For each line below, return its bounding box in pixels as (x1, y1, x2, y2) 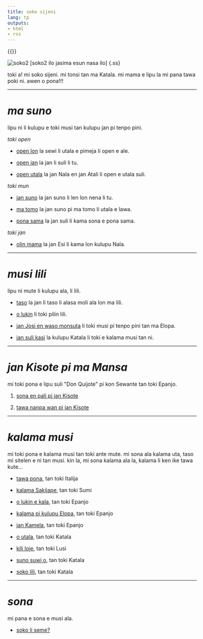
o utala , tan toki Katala (16, 533, 71, 540)
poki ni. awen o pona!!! (7, 78, 64, 85)
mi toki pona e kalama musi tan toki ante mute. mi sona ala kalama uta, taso (7, 450, 194, 457)
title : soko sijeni (7, 8, 56, 15)
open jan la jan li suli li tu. (16, 159, 78, 166)
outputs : (7, 20, 29, 26)
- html (7, 25, 24, 32)
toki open (7, 136, 31, 143)
